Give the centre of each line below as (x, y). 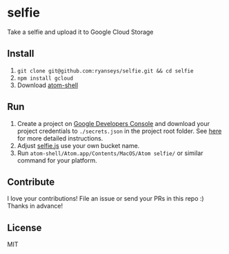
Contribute (31, 182)
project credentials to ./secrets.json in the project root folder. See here (119, 131)
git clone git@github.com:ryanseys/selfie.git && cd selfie (105, 71)
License (24, 227)
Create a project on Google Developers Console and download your (113, 123)
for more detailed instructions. (60, 138)
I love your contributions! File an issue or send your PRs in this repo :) (106, 199)
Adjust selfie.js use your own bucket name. (78, 145)
